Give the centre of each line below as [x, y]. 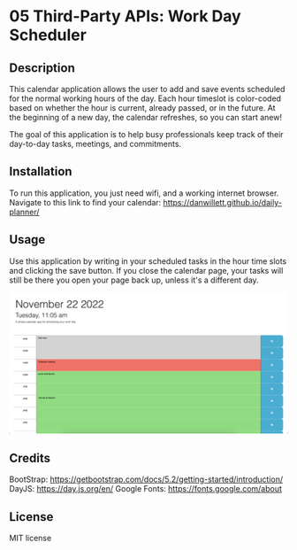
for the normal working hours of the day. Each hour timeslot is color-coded [145, 98]
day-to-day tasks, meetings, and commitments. [95, 144]
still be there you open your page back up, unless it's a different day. [134, 280]
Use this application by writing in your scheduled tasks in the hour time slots [148, 261]
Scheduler [48, 35]
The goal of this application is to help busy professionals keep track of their [147, 134]
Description [42, 68]
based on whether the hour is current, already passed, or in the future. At [142, 108]
